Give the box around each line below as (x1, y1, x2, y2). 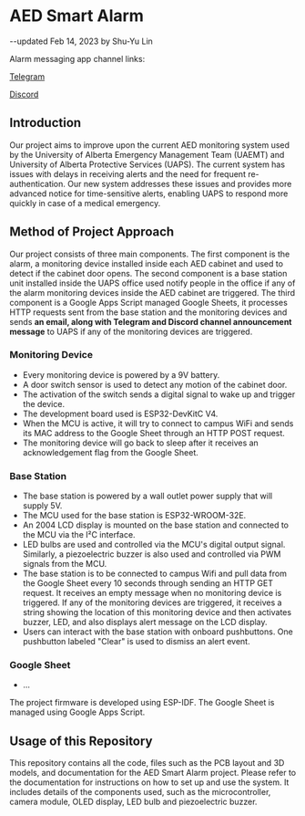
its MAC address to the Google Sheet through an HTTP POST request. (22, 427, 285, 438)
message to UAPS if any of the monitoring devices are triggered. (9, 326, 253, 337)
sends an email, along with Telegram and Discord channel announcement (9, 316, 292, 327)
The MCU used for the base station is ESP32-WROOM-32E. (22, 510, 247, 521)
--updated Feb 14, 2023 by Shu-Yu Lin (9, 36, 153, 47)
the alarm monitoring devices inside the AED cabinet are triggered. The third (9, 287, 296, 298)
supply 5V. (22, 500, 63, 511)
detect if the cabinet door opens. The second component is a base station (9, 267, 288, 278)
